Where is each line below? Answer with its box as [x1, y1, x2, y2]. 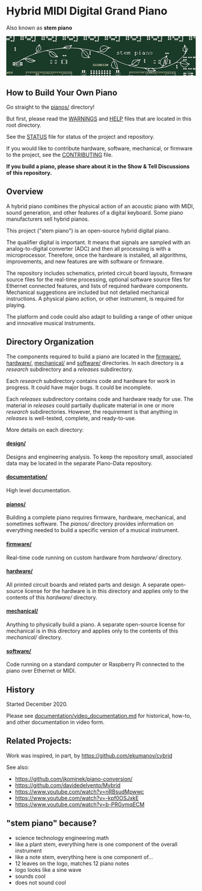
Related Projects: [6, 736, 72, 746]
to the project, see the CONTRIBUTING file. [6, 152, 113, 159]
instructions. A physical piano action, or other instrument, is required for [6, 295, 185, 302]
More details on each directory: [6, 426, 84, 433]
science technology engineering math [14, 834, 109, 841]
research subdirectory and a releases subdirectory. [6, 366, 133, 373]
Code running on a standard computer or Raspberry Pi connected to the [6, 661, 185, 668]
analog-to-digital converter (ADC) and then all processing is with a [6, 245, 171, 252]
